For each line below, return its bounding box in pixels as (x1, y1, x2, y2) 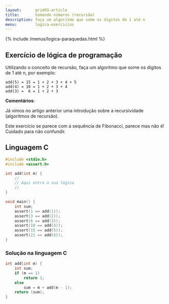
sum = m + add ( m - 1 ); (24, 285, 72, 290)
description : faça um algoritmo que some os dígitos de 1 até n (5, 17, 145, 22)
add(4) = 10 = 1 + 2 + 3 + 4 (5, 84, 68, 90)
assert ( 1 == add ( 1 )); (14, 209, 60, 214)
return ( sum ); (14, 290, 45, 295)
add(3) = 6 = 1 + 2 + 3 (5, 89, 58, 94)
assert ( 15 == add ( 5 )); (14, 228, 63, 233)
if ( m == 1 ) (14, 270, 40, 276)
